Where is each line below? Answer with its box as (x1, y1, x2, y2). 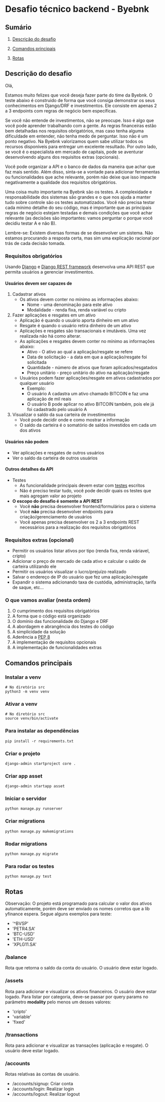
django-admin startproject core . (5, 761, 76, 766)
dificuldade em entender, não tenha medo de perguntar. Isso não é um (5, 133, 148, 139)
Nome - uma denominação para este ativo (27, 302, 113, 308)
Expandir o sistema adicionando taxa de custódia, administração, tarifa (12, 579, 157, 585)
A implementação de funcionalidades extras (12, 645, 102, 651)
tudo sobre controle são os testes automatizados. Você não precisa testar (5, 199, 155, 205)
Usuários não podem (5, 439, 49, 445)
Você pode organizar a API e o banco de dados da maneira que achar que (5, 164, 156, 170)
